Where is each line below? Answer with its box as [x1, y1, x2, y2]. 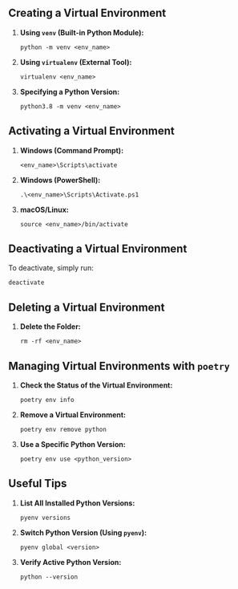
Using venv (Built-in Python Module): [19, 27, 144, 37]
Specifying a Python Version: [19, 87, 120, 96]
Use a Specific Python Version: [19, 440, 126, 449]
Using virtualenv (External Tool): [19, 57, 132, 67]
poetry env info [19, 396, 75, 404]
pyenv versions [19, 514, 71, 522]
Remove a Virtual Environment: [19, 410, 127, 420]
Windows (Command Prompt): [19, 145, 124, 155]
